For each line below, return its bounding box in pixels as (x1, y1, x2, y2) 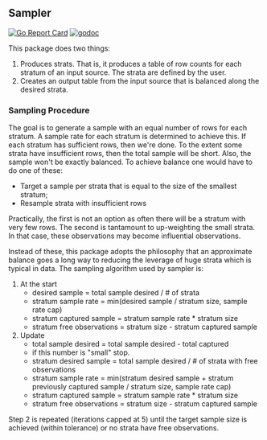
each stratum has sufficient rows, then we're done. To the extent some (8, 140, 243, 150)
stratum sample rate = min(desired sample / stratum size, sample (31, 297, 248, 306)
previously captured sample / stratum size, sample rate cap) (31, 382, 232, 392)
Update (19, 331, 45, 340)
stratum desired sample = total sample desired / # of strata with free (31, 356, 259, 366)
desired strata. (19, 84, 68, 94)
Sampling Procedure (8, 105, 90, 116)
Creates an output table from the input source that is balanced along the (19, 76, 260, 85)
